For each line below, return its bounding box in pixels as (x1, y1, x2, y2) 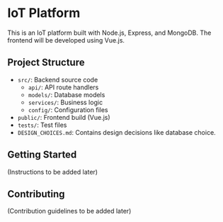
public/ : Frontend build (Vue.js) (17, 113, 111, 121)
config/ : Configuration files (28, 105, 108, 114)
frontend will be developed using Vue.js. (7, 35, 125, 44)
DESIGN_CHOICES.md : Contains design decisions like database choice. (17, 128, 216, 136)
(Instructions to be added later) (7, 167, 98, 176)
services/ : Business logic (28, 98, 103, 106)
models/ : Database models (28, 90, 105, 99)
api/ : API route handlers (28, 83, 99, 91)
